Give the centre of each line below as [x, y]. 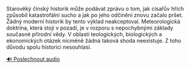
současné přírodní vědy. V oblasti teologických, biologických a [84, 34]
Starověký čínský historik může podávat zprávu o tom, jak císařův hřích [95, 9]
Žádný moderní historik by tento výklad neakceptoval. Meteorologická [93, 21]
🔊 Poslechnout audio [33, 59]
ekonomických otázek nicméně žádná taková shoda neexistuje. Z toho [94, 41]
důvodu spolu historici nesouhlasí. [49, 47]
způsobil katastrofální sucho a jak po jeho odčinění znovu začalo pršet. [95, 15]
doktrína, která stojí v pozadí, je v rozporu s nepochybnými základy [90, 28]
